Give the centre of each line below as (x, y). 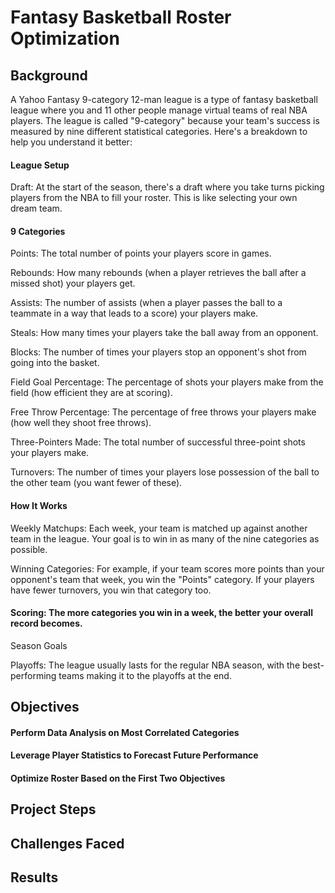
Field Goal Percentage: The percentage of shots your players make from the (167, 382)
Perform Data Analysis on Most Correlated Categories (125, 732)
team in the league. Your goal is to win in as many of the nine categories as (165, 538)
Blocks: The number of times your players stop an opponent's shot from (158, 352)
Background (49, 75)
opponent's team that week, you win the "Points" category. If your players (162, 579)
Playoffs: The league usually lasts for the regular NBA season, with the (155, 665)
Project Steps (53, 809)
